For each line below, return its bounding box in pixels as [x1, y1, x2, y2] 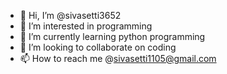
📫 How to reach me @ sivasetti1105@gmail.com [19, 53, 217, 64]
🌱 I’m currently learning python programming [19, 31, 206, 42]
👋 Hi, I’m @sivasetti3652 [19, 10, 122, 21]
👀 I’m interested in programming [19, 20, 153, 32]
